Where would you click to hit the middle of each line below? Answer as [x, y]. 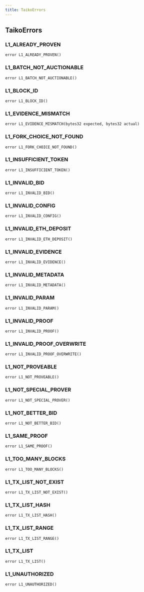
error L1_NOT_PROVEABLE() [32, 377]
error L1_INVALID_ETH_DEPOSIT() [39, 239]
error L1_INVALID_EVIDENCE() [35, 262]
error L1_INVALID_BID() [30, 193]
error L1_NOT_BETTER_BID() [33, 423]
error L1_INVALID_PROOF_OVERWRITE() [43, 354]
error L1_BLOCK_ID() [27, 101]
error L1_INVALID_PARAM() [32, 308]
